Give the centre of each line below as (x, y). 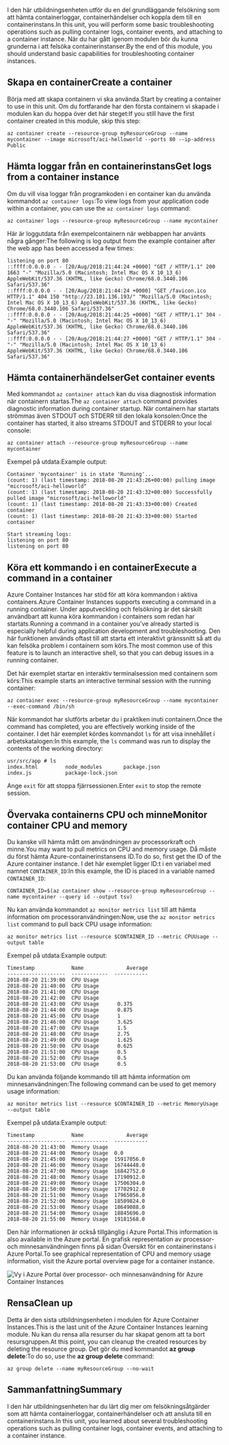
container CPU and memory (67, 825)
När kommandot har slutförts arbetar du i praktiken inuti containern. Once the (115, 719)
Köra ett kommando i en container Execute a (102, 568)
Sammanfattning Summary (65, 1390)
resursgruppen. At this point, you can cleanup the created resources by (107, 1341)
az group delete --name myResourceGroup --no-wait (81, 1369)
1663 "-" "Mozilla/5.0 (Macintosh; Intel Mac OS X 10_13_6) (95, 273)
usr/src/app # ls (32, 761)
